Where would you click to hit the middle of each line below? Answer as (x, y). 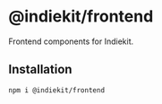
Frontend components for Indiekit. (71, 41)
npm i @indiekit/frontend (56, 90)
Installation (40, 69)
